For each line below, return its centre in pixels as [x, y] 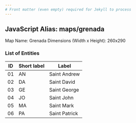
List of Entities [22, 53]
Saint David [62, 82]
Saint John [61, 97]
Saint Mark [62, 106]
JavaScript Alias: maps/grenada [55, 29]
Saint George [64, 90]
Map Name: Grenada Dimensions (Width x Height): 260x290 [65, 41]
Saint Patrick [64, 113]
